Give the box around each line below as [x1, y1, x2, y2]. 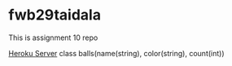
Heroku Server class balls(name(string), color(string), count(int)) [8, 48, 225, 58]
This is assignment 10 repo [8, 33, 98, 42]
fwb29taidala [8, 6, 102, 24]
